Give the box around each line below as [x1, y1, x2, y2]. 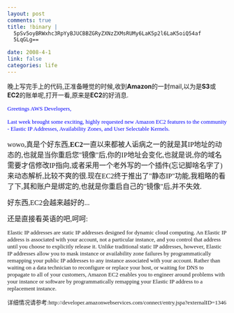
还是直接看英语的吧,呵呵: [7, 214, 89, 223]
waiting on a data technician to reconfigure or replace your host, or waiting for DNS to [7, 263, 204, 271]
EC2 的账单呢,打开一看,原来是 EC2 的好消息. [7, 90, 129, 99]
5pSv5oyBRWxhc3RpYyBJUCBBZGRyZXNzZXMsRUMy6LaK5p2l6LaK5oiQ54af [13, 29, 201, 37]
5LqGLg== [13, 36, 39, 43]
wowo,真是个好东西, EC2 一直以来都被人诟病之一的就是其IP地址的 [7, 140, 215, 148]
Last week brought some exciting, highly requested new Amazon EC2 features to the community [7, 118, 227, 125]
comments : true [7, 17, 52, 24]
